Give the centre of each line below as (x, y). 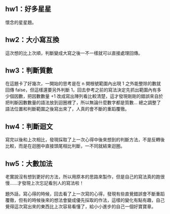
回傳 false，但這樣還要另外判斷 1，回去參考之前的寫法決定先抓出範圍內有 (81, 90)
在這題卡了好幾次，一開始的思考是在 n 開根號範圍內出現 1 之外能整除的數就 (83, 84)
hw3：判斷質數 (29, 71)
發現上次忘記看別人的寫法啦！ (53, 183)
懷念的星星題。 (21, 22)
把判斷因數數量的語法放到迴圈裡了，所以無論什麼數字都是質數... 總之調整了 (83, 102)
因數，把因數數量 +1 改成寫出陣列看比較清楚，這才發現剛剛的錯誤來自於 (89, 96)
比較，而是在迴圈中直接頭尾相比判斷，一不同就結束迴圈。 (65, 146)
